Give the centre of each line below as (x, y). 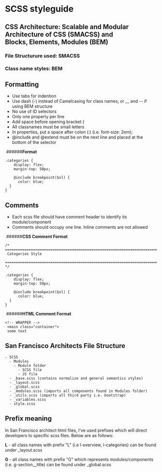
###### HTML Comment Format (39, 314)
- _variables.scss (28, 399)
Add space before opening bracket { (48, 122)
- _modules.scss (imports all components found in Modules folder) (79, 391)
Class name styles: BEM (34, 69)
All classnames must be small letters (48, 127)
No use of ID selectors (34, 111)
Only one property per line (38, 117)
